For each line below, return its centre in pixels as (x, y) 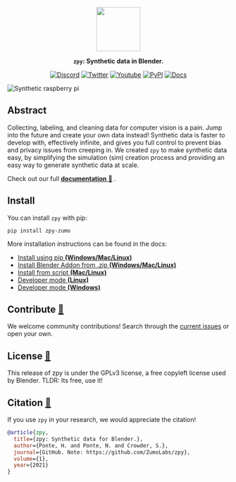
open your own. (30, 334)
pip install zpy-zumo (39, 230)
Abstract (27, 110)
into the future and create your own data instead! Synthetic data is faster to (116, 135)
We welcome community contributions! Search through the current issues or (118, 326)
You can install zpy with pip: (48, 218)
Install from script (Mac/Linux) (62, 272)
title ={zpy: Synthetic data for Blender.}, (78, 439)
